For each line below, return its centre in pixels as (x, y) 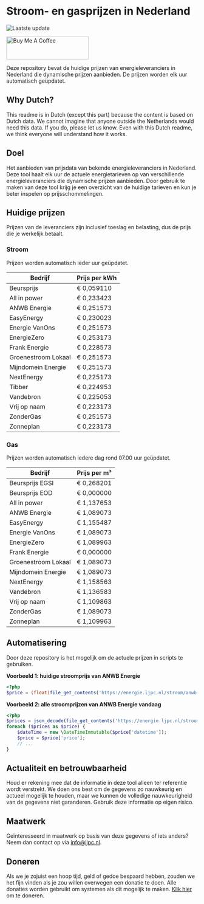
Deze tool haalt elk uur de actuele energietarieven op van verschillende (95, 174)
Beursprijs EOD (31, 492)
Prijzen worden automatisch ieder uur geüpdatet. (67, 263)
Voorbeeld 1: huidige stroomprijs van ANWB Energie (73, 675)
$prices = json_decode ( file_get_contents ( (61, 721)
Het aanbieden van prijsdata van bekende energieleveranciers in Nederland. (102, 168)
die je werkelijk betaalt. (35, 234)
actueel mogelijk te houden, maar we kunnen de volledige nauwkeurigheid (99, 796)
